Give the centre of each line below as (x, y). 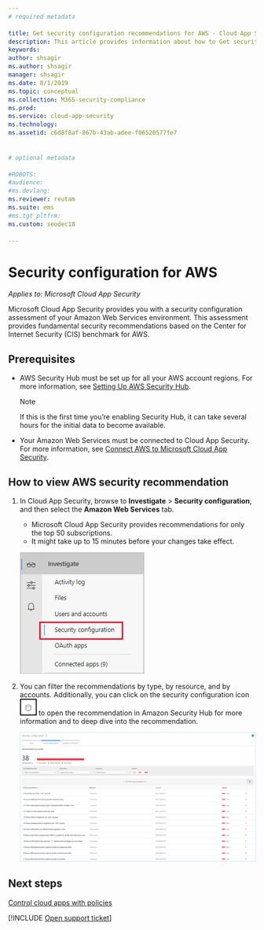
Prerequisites (42, 359)
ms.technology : (33, 125)
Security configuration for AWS (113, 272)
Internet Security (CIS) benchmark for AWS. (79, 334)
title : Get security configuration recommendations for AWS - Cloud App (130, 33)
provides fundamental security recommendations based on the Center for (128, 326)
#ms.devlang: (29, 191)
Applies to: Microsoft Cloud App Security (74, 294)
